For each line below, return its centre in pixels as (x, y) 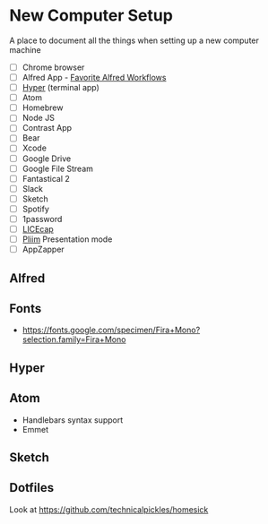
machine (26, 49)
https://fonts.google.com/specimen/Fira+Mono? (111, 330)
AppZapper (43, 249)
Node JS (39, 118)
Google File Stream (58, 168)
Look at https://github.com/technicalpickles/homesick (109, 509)
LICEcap (38, 228)
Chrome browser (53, 67)
